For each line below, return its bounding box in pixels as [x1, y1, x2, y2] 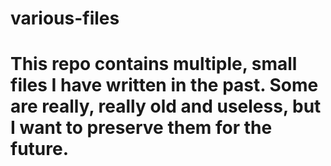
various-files [10, 7, 120, 30]
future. [10, 138, 70, 161]
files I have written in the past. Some [10, 74, 319, 97]
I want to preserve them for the [10, 117, 273, 139]
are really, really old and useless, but [10, 95, 322, 118]
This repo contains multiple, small [10, 53, 298, 76]
